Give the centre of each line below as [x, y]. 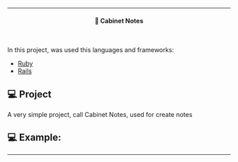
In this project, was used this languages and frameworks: [91, 50]
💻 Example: [34, 138]
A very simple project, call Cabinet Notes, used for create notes [100, 115]
